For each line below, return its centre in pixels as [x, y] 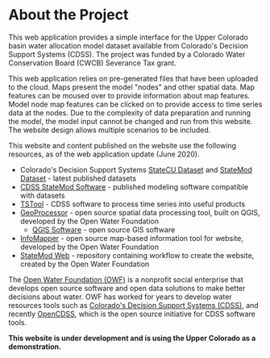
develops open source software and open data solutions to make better [127, 288]
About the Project [69, 15]
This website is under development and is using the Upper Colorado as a [132, 338]
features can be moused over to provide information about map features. [129, 95]
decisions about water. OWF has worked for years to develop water [120, 297]
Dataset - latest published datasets [78, 178]
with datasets [42, 195]
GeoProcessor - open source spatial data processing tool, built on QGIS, [140, 212]
